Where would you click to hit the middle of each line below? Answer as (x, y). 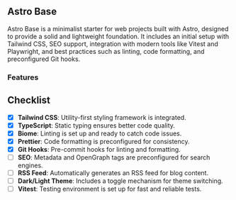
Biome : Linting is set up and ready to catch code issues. (100, 133)
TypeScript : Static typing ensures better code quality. (96, 125)
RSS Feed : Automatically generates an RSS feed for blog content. (113, 172)
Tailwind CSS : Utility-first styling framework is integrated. (102, 117)
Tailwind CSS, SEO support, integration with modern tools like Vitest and (113, 44)
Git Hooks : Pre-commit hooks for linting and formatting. (99, 149)
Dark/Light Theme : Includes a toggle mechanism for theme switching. (120, 181)
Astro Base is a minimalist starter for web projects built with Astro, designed (118, 28)
